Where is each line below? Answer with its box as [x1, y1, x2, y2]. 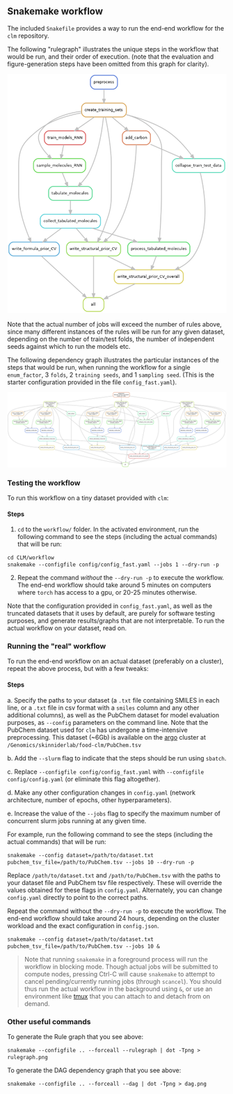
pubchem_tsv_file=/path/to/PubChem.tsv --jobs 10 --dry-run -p [7, 859, 195, 866]
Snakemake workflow [7, 6, 103, 17]
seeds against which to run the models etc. [7, 343, 131, 351]
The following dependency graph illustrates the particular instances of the [7, 356, 219, 364]
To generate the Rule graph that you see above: [7, 1032, 144, 1040]
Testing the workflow [7, 478, 81, 487]
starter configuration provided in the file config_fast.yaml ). [7, 378, 177, 386]
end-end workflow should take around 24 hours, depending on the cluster [7, 914, 220, 922]
